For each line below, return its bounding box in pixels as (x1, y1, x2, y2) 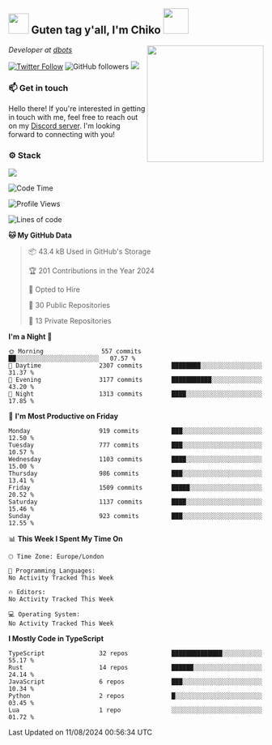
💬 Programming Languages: (8, 567, 96, 576)
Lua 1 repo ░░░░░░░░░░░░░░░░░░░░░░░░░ (8, 706, 263, 714)
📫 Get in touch (8, 82, 69, 93)
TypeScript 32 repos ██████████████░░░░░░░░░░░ (8, 649, 263, 657)
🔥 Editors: (8, 589, 46, 597)
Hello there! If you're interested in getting (8, 104, 146, 113)
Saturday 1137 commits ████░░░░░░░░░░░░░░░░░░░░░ (8, 498, 263, 507)
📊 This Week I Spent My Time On (8, 534, 123, 544)
